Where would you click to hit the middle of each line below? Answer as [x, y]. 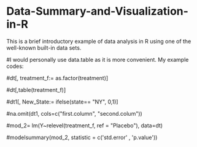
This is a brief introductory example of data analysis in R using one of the [99, 41]
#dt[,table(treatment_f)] [36, 89]
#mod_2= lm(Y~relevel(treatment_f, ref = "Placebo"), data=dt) [85, 125]
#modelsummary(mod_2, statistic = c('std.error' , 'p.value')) [82, 137]
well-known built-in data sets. [44, 48]
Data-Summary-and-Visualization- [98, 11]
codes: [15, 66]
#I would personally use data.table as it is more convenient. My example [98, 59]
